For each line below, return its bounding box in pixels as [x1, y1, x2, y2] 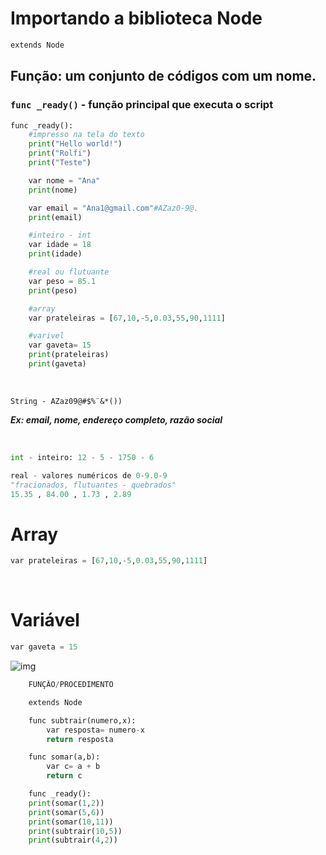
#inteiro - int [28, 230, 92, 241]
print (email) [28, 212, 83, 222]
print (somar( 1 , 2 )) [28, 798, 105, 808]
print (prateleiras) [28, 350, 110, 360]
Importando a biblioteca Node [10, 7, 263, 30]
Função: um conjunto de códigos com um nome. [10, 68, 317, 85]
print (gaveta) [28, 359, 87, 369]
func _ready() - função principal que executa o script [10, 98, 274, 112]
